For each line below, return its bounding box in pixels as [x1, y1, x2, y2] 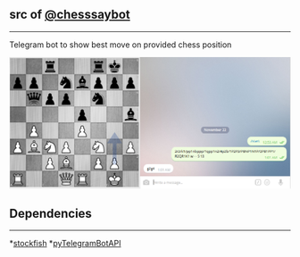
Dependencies [9, 205, 92, 221]
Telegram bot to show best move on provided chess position [9, 39, 232, 50]
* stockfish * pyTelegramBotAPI [9, 238, 121, 249]
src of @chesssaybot [9, 7, 131, 22]
